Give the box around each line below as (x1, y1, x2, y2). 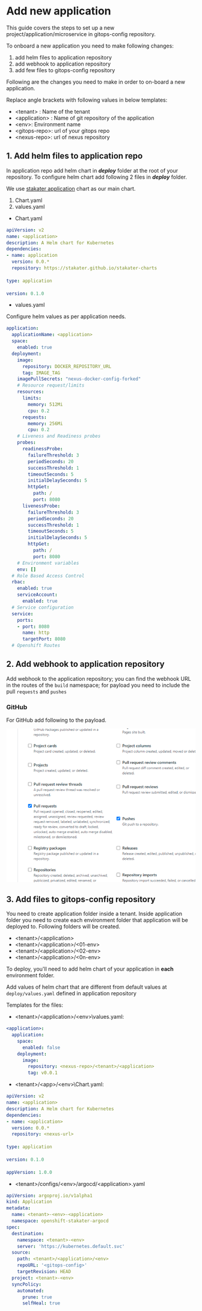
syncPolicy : (11, 1281, 42, 1288)
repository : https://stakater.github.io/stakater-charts (11, 265, 158, 271)
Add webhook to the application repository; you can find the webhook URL (6, 675, 191, 682)
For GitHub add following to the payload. (6, 717, 107, 724)
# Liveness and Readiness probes (17, 433, 101, 440)
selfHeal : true (22, 1300, 61, 1306)
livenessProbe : (22, 503, 61, 509)
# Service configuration (11, 604, 74, 610)
